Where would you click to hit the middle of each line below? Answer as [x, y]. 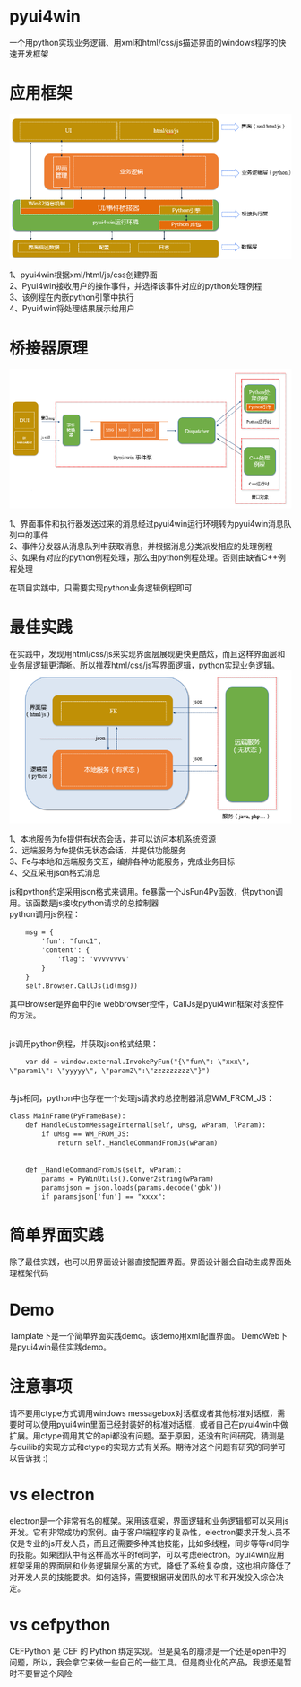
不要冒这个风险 [44, 1673]
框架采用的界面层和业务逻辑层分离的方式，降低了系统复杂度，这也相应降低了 [150, 1565]
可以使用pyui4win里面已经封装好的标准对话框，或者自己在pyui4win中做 [156, 1425]
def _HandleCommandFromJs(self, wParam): [103, 1170]
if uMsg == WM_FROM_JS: [86, 1134]
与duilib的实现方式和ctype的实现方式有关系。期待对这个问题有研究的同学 [144, 1447]
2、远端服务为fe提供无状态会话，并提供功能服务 [98, 851]
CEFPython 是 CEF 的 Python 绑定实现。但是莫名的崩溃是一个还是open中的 [148, 1651]
